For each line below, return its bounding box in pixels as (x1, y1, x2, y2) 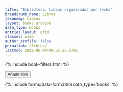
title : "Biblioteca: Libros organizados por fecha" (5, 7, 113, 12)
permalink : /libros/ (5, 43, 48, 48)
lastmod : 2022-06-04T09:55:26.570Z (5, 48, 78, 53)
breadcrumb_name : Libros (5, 12, 56, 17)
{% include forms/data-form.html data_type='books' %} (5, 81, 119, 87)
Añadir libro (7, 72, 28, 77)
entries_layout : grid (5, 30, 49, 35)
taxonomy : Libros (5, 16, 41, 21)
